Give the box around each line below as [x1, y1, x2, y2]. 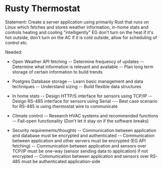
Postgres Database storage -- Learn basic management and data [12, 78, 143, 84]
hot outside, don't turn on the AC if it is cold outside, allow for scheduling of [5, 35, 157, 40]
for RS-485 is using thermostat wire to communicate [12, 103, 118, 109]
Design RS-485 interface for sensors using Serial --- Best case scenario [12, 98, 158, 104]
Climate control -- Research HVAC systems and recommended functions [12, 113, 159, 118]
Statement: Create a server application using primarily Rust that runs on [5, 19, 149, 25]
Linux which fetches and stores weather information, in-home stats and [5, 24, 149, 30]
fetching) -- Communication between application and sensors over [12, 143, 146, 149]
